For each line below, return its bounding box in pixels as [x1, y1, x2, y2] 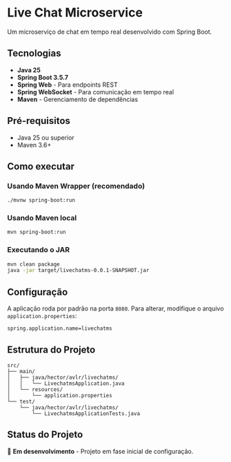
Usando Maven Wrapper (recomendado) [7, 181, 145, 191]
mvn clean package [7, 260, 60, 268]
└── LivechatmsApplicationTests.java [32, 410, 140, 417]
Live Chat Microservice [7, 5, 143, 21]
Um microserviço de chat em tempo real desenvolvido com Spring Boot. [7, 28, 212, 36]
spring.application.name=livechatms [7, 325, 112, 332]
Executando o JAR [7, 245, 70, 255]
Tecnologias [7, 48, 61, 59]
